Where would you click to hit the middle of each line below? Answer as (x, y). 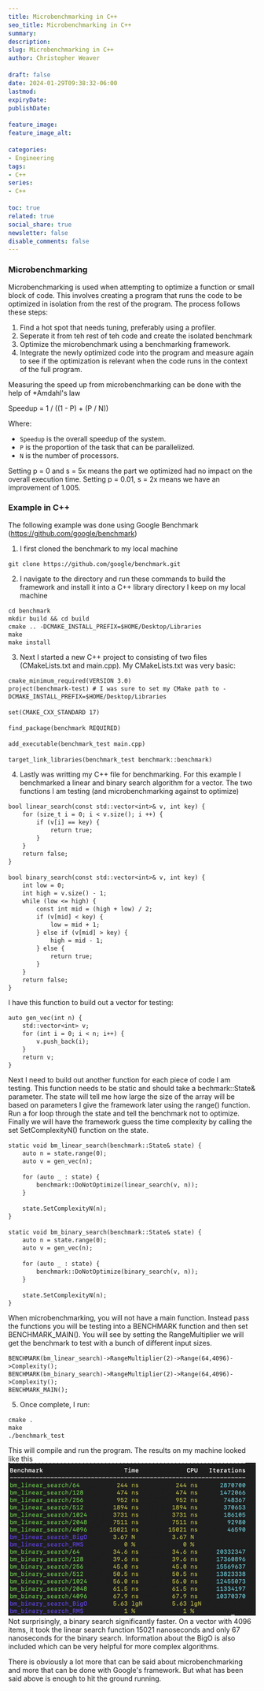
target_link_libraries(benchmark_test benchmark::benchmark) (110, 760)
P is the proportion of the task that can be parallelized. (107, 447)
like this (20, 1458)
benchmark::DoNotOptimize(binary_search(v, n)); (117, 1272)
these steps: (28, 312)
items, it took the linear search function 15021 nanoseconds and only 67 (124, 1630)
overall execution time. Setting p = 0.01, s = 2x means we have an (114, 479)
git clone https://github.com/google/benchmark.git (94, 564)
